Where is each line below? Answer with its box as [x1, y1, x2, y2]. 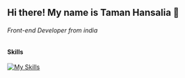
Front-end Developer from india [7, 26, 98, 35]
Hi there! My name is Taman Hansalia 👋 [7, 7, 179, 19]
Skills [7, 48, 24, 56]
